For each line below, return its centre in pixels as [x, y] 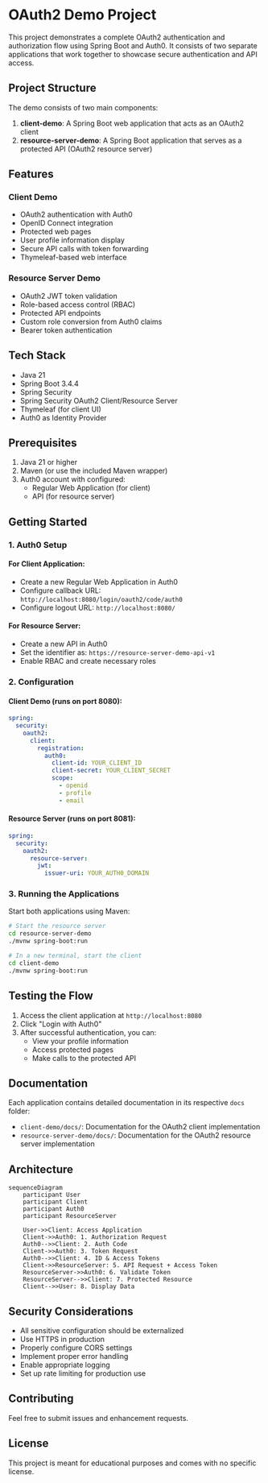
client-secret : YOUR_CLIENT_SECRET [111, 771]
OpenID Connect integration [66, 223]
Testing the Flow [51, 996]
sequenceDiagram [35, 1188]
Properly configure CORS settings [76, 1348]
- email [72, 800]
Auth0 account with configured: [73, 479]
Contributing [41, 1399]
